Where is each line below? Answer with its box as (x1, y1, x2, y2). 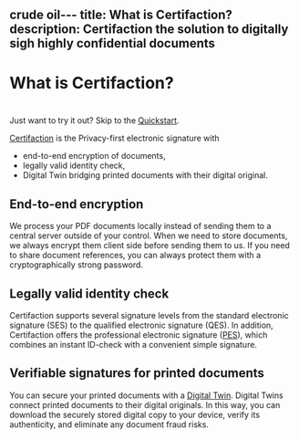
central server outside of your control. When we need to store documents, (9, 230, 288, 241)
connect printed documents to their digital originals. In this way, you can (9, 399, 281, 410)
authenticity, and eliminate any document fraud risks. (9, 419, 210, 430)
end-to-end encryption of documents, (22, 151, 166, 162)
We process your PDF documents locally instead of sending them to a (9, 221, 272, 232)
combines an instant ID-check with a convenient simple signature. (9, 339, 258, 350)
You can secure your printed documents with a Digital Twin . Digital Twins (9, 390, 284, 401)
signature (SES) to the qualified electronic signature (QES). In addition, (9, 319, 273, 330)
